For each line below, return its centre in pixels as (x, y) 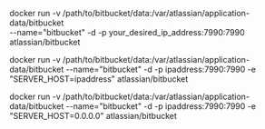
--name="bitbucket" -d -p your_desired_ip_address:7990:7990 (127, 32)
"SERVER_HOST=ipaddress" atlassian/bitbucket (99, 79)
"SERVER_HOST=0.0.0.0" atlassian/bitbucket (93, 116)
